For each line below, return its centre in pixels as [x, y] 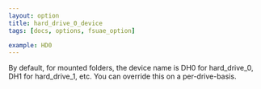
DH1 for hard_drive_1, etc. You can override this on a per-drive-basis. [122, 76]
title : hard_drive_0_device [56, 23]
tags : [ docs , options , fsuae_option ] [72, 30]
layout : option [34, 16]
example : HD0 [30, 45]
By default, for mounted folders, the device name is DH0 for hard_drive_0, [131, 68]
